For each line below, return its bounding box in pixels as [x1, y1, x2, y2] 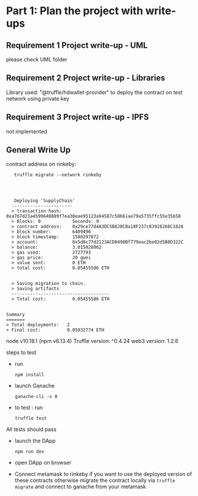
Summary [6, 312, 25, 317]
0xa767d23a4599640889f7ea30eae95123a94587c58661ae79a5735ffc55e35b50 [6, 213, 181, 219]
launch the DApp [14, 437, 56, 445]
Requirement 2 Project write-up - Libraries [6, 73, 165, 83]
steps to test [6, 349, 37, 356]
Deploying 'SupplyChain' [14, 198, 76, 204]
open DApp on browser [14, 459, 72, 466]
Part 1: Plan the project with [6, 4, 144, 18]
